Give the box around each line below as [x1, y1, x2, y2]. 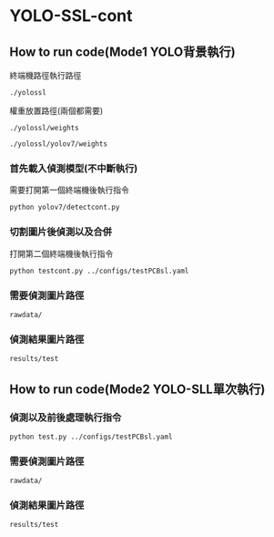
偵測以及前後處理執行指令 [9, 411, 122, 424]
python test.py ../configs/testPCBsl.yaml [9, 432, 173, 441]
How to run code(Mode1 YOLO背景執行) [9, 44, 236, 59]
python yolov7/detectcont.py [9, 202, 120, 212]
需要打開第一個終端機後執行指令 [9, 184, 129, 196]
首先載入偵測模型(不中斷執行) [9, 161, 138, 174]
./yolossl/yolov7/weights [9, 139, 107, 149]
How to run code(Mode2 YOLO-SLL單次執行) [9, 381, 266, 397]
